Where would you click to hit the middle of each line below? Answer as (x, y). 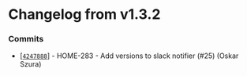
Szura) (30, 64)
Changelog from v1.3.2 (84, 14)
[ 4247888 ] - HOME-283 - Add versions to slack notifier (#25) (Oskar (129, 56)
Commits (26, 39)
